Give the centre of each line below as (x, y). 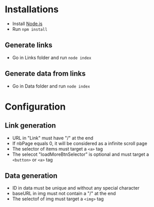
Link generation (30, 126)
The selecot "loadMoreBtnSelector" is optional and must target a (81, 154)
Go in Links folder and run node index (52, 57)
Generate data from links (45, 74)
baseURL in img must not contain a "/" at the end (64, 194)
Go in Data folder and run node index (51, 86)
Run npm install (30, 29)
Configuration (35, 107)
